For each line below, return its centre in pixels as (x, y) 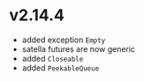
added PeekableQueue (61, 68)
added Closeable (53, 58)
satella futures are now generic (78, 48)
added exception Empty (64, 40)
